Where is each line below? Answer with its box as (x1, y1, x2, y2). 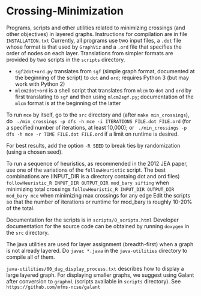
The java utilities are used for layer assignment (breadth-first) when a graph (6, 240, 194, 247)
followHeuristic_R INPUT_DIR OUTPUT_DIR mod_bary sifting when (6, 179, 169, 186)
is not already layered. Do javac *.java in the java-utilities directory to (6, 247, 188, 254)
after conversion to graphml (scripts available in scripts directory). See (6, 277, 181, 285)
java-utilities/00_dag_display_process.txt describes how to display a (6, 265, 184, 272)
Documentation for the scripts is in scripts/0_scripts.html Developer (6, 216, 179, 223)
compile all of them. (6, 253, 55, 261)
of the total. (6, 204, 35, 211)
